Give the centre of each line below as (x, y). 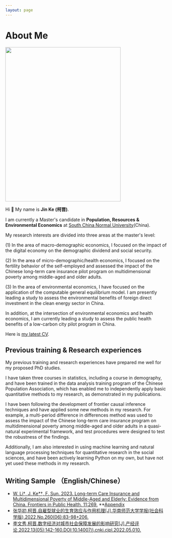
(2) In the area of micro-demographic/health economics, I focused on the (82, 260)
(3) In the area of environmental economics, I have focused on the (75, 286)
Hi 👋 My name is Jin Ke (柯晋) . (37, 209)
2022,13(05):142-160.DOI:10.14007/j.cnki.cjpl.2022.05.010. (80, 530)
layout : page (19, 10)
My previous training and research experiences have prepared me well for (83, 363)
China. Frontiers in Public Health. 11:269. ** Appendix (69, 505)
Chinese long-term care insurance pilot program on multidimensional (78, 271)
